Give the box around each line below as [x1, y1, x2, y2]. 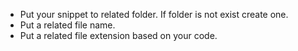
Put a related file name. [19, 19, 116, 31]
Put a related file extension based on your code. [19, 30, 218, 41]
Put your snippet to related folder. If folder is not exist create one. [19, 9, 289, 20]
